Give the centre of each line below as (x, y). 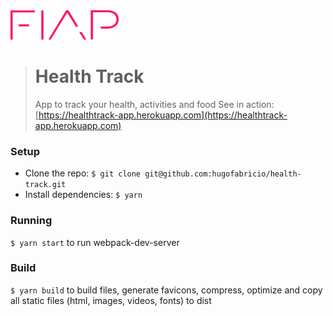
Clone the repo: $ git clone (83, 173)
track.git (45, 185)
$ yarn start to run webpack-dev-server (95, 242)
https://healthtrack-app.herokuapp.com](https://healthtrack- (163, 115)
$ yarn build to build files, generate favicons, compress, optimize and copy (166, 290)
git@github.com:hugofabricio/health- (223, 174)
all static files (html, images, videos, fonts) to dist (111, 300)
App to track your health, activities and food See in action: (154, 104)
